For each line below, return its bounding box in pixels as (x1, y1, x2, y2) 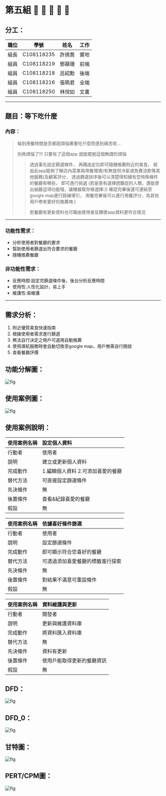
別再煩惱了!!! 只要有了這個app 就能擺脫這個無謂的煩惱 (17, 151, 127, 157)
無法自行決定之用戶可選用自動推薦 (12, 337, 82, 343)
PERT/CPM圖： (5, 772, 52, 780)
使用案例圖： (5, 394, 44, 403)
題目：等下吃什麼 (5, 112, 57, 120)
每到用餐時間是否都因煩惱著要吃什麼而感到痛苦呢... (17, 140, 121, 146)
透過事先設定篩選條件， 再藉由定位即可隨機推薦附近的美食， (29, 161, 152, 167)
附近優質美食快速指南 (12, 325, 56, 331)
